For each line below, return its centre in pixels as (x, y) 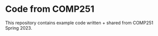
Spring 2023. (19, 28)
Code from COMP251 (50, 9)
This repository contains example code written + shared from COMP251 (79, 23)
